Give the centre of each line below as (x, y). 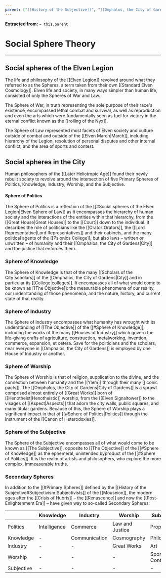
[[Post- (151, 498)
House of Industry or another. (35, 354)
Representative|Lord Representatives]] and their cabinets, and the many (78, 233)
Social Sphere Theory (50, 44)
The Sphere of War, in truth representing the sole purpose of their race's (79, 105)
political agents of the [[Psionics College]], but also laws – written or (75, 238)
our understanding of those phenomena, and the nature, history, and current (83, 293)
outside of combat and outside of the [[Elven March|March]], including (77, 136)
